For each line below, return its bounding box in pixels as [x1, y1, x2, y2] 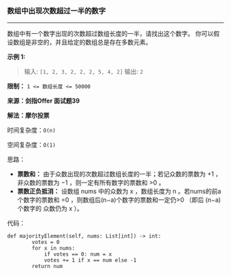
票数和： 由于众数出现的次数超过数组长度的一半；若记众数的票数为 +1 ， [16, 170, 222, 179]
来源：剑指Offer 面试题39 [7, 96, 80, 105]
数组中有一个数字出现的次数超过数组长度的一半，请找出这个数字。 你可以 [7, 30, 214, 38]
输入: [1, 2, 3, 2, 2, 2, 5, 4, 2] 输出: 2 [23, 68, 144, 76]
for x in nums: [32, 245, 76, 252]
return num [32, 263, 63, 270]
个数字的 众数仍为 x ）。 [16, 205, 84, 213]
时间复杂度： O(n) [7, 126, 56, 134]
